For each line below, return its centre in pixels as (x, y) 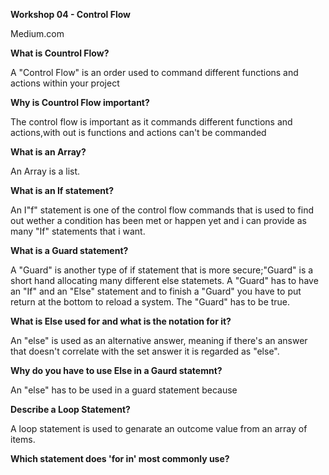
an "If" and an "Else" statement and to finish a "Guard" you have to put (156, 291)
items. (23, 439)
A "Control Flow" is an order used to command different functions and (154, 72)
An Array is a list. (45, 171)
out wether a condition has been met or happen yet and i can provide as (158, 220)
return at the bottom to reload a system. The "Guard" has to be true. (150, 302)
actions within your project (65, 83)
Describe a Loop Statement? (70, 409)
